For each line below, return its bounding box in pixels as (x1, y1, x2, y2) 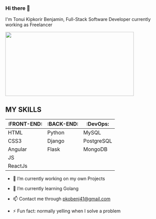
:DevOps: (86, 121, 109, 128)
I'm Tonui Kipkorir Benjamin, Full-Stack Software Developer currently (5, 16, 151, 23)
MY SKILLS (5, 105, 42, 114)
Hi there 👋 (5, 5, 31, 12)
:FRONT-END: (8, 121, 43, 128)
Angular (8, 146, 27, 153)
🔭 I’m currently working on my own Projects (12, 175, 105, 182)
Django (47, 137, 65, 145)
